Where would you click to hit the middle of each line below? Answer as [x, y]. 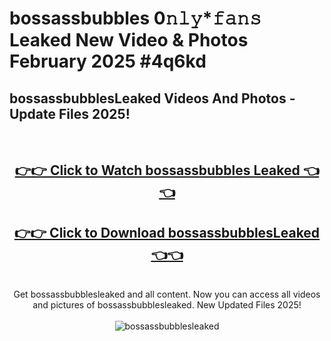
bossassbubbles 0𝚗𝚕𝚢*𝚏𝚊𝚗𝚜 [135, 18]
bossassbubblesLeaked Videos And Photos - [152, 98]
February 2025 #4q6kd [108, 61]
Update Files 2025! [70, 113]
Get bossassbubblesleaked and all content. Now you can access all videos [167, 294]
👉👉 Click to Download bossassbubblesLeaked [167, 232]
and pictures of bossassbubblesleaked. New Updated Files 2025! [167, 305]
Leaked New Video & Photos [129, 40]
